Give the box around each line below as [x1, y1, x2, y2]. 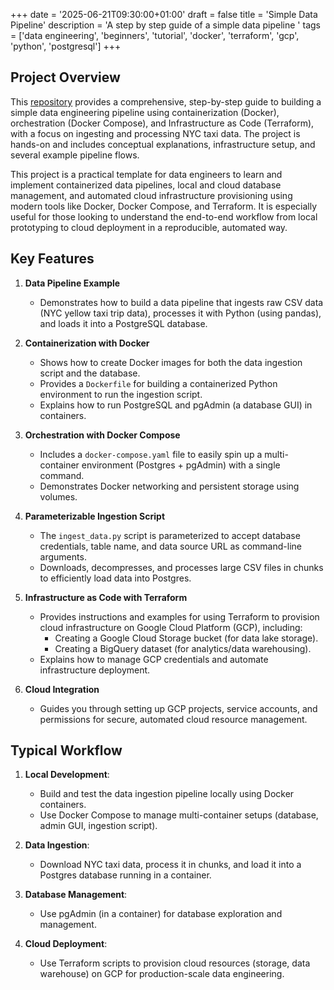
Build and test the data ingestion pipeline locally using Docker [39, 788, 295, 800]
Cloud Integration [24, 683, 100, 695]
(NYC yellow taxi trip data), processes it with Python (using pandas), [39, 307, 322, 319]
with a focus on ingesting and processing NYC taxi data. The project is [10, 127, 301, 139]
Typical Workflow [10, 742, 123, 759]
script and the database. [39, 367, 141, 379]
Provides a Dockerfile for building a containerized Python [39, 377, 278, 389]
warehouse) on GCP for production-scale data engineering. [39, 968, 285, 980]
